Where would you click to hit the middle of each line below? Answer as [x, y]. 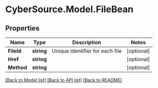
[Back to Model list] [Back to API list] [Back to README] [64, 80]
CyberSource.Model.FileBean [69, 9]
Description [87, 42]
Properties [22, 28]
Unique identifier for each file [87, 51]
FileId [15, 51]
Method [18, 67]
